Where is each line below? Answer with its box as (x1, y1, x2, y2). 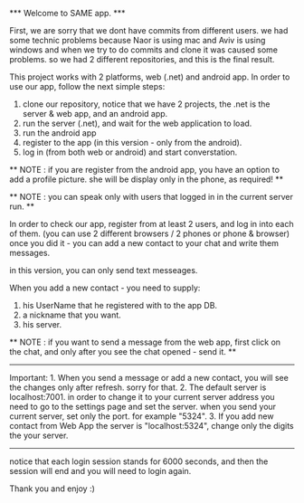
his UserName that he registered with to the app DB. (22, 300, 218, 310)
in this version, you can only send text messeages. (9, 265, 198, 275)
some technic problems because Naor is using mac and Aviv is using (9, 35, 266, 45)
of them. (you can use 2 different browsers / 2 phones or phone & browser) (9, 228, 290, 239)
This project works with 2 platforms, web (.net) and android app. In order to (9, 71, 290, 82)
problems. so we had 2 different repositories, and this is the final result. (9, 54, 275, 64)
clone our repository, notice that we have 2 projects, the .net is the (22, 99, 271, 109)
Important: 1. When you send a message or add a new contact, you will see (9, 373, 290, 383)
